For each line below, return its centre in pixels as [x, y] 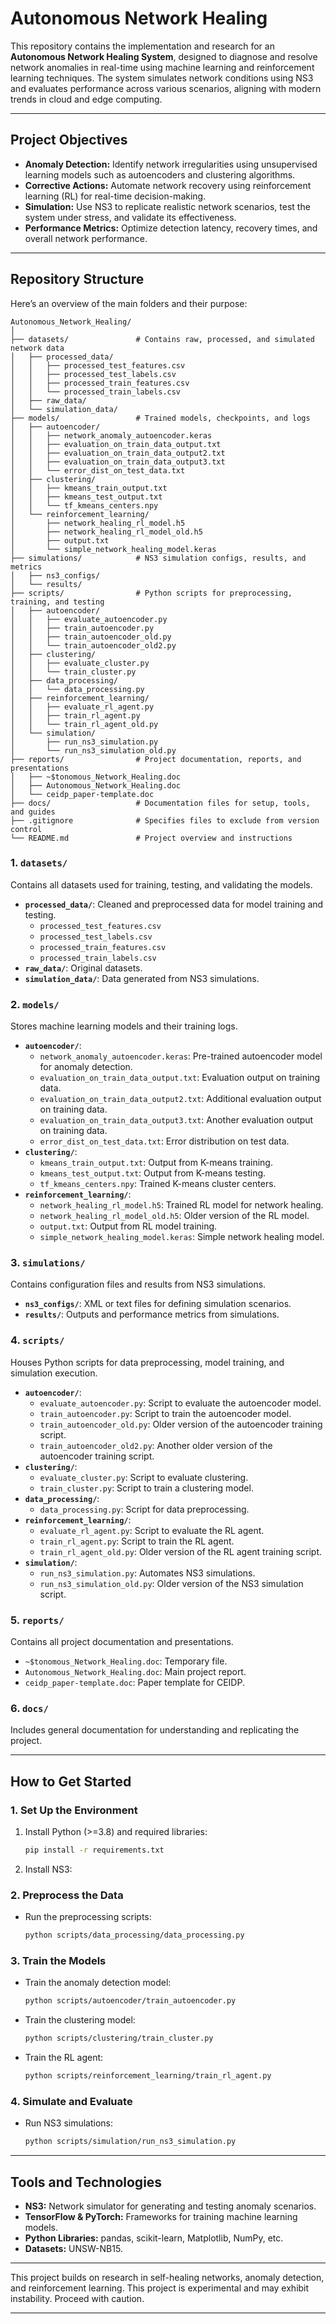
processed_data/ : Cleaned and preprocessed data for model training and [174, 904]
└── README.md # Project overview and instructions [151, 838]
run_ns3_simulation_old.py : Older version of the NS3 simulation [171, 1583]
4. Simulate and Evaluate [71, 2101]
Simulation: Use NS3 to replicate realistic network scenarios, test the [167, 206]
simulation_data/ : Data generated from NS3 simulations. [142, 978]
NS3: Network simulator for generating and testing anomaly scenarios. [170, 2206]
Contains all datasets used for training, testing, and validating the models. [161, 884]
